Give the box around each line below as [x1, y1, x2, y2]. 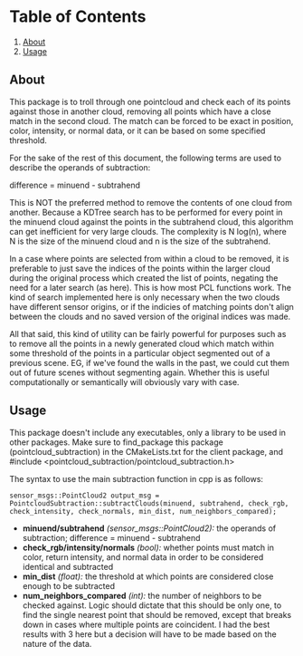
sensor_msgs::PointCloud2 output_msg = [9, 491, 160, 500]
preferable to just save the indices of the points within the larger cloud [9, 263, 271, 274]
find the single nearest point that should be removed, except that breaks [22, 609, 292, 620]
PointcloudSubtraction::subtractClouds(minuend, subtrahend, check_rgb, [9, 498, 289, 508]
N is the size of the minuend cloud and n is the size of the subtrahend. [9, 236, 271, 246]
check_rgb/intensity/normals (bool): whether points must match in [22, 542, 274, 553]
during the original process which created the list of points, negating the [9, 272, 279, 283]
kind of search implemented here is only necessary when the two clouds [9, 292, 280, 303]
